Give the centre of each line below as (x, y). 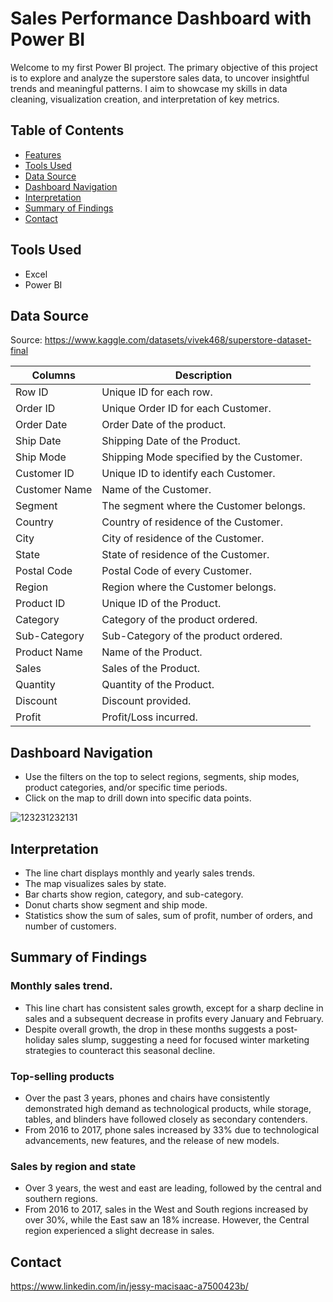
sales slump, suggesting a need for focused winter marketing (183, 1039)
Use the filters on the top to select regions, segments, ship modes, (162, 777)
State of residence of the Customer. (185, 555)
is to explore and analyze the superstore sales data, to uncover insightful (160, 78)
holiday (40, 1039)
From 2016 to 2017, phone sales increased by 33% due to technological (172, 1129)
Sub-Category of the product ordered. (192, 636)
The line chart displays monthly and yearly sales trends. (140, 873)
